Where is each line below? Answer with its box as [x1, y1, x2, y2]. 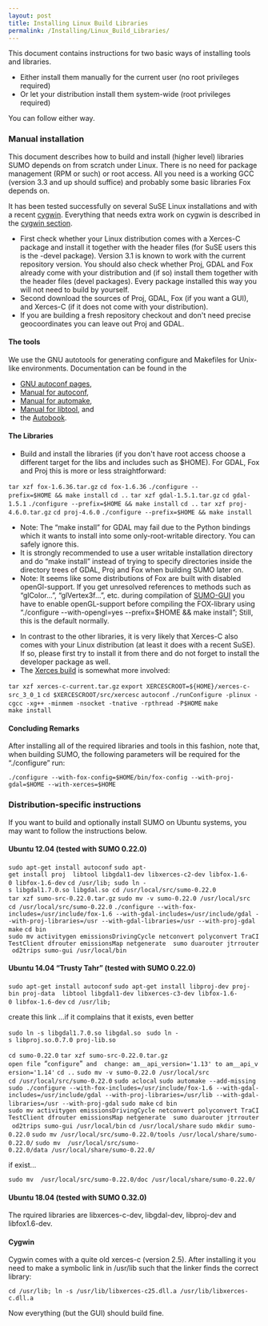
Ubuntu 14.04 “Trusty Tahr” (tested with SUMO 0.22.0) [8, 963, 196, 973]
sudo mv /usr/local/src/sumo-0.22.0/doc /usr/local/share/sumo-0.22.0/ [8, 1176, 256, 1184]
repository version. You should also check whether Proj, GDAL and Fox [19, 259, 254, 269]
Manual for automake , [19, 395, 93, 405]
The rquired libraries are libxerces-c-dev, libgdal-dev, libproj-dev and [8, 1210, 237, 1220]
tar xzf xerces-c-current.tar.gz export [8, 683, 143, 691]
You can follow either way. [8, 114, 95, 123]
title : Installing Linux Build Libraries [8, 19, 149, 27]
